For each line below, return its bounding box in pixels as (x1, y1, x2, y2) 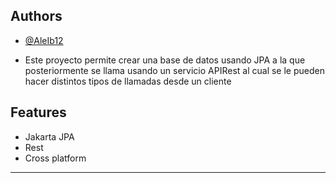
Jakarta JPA (24, 130, 75, 143)
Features (10, 104, 67, 121)
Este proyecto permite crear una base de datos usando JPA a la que (24, 54, 306, 66)
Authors (10, 8, 63, 25)
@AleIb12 (24, 34, 64, 46)
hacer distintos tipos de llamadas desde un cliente (24, 75, 232, 87)
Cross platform (24, 152, 87, 164)
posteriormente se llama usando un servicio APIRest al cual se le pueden (24, 64, 325, 76)
